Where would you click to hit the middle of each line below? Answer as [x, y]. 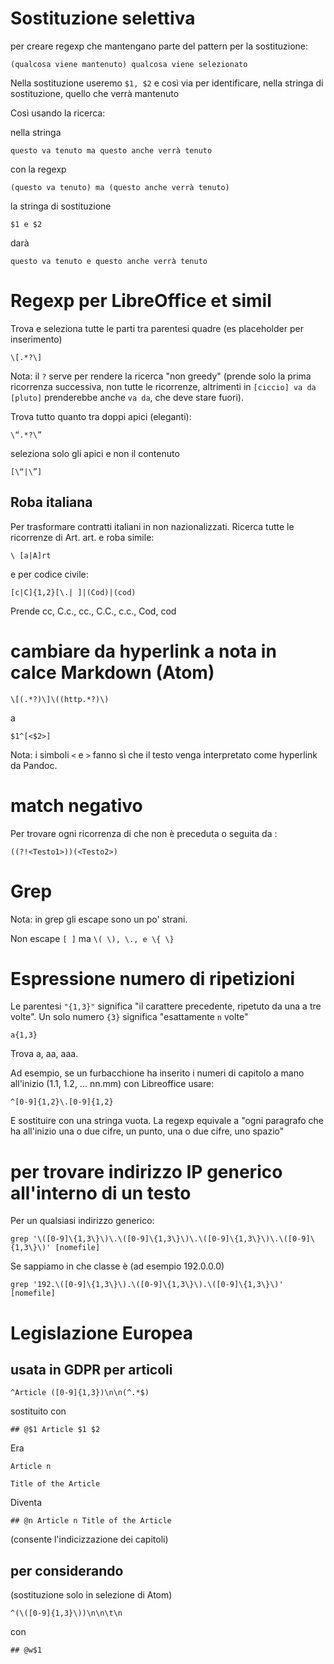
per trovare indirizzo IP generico [146, 1171]
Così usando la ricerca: [58, 113]
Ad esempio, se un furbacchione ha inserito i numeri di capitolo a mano [157, 1073]
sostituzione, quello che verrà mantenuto [95, 93]
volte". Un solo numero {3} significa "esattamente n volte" [129, 1017]
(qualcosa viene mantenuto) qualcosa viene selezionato [129, 64]
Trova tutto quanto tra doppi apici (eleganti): [101, 416]
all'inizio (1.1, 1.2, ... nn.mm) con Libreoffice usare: [112, 1084]
